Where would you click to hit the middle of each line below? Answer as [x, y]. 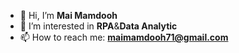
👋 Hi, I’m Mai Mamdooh [68, 15]
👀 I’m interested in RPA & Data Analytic [98, 26]
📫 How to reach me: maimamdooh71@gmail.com [124, 37]
